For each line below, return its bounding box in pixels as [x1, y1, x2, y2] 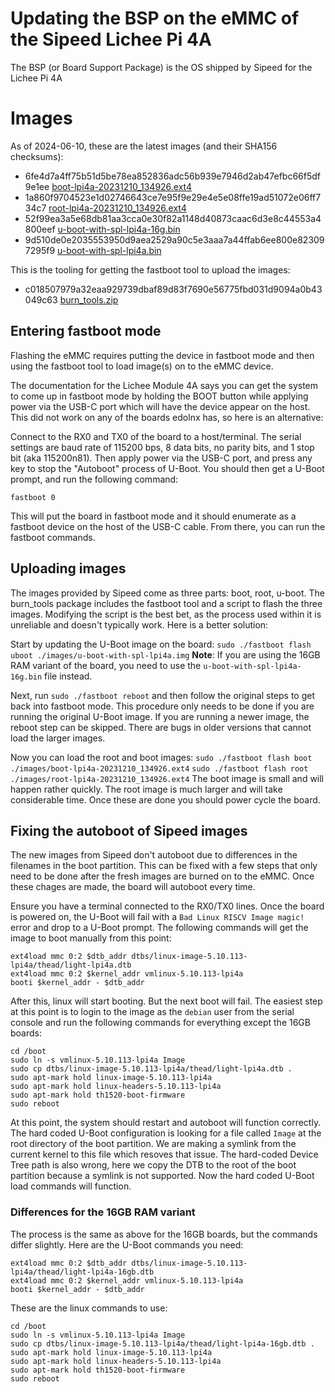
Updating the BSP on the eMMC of [10, 7, 300, 30]
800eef [24, 223, 56, 235]
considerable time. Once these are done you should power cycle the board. [10, 793, 321, 806]
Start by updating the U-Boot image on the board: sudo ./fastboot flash [10, 638, 312, 650]
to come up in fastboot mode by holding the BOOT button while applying [10, 390, 309, 402]
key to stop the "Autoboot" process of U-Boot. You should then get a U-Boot [10, 462, 325, 474]
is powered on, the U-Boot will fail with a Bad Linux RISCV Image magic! [10, 911, 305, 923]
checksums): [10, 150, 64, 162]
